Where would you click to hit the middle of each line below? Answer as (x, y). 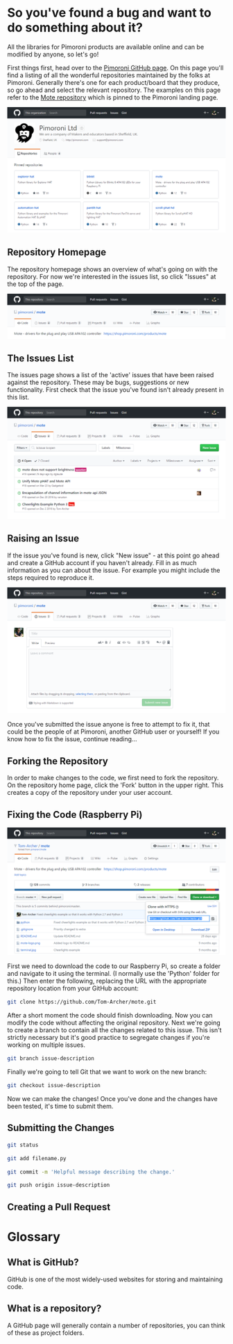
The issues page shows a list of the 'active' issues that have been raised (111, 375)
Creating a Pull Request (59, 1207)
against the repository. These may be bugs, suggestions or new (98, 382)
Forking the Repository (58, 761)
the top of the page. (36, 284)
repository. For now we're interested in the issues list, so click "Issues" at (112, 276)
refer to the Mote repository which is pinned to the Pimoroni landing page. (113, 97)
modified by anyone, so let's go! (53, 54)
